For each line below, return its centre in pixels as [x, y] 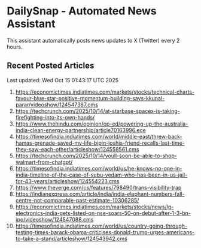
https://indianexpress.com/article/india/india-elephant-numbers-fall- [100, 194]
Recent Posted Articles [51, 66]
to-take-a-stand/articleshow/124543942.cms [71, 238]
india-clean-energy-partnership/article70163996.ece [80, 130]
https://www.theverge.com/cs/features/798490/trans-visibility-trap [98, 187]
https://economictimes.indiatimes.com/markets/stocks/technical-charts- [105, 92]
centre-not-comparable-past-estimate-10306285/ [77, 200]
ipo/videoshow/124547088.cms [54, 219]
